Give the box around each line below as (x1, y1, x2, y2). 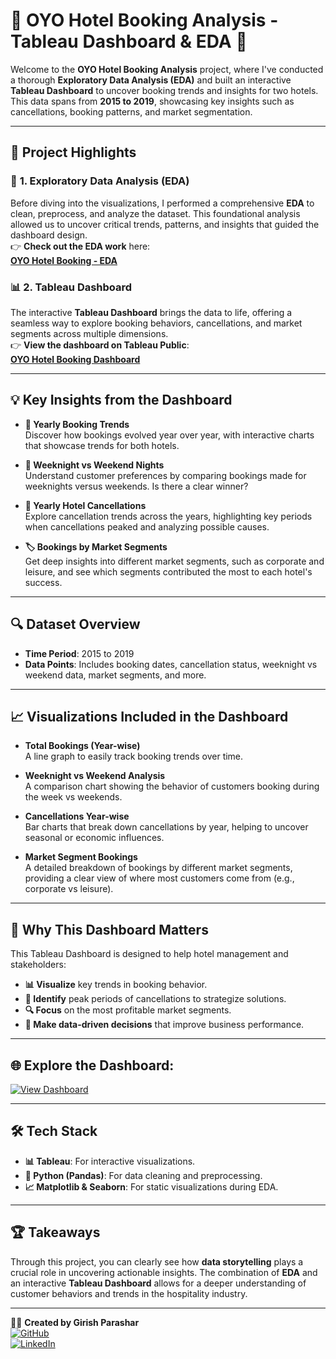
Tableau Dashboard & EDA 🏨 (10, 30, 248, 53)
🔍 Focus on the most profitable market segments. (24, 1004, 232, 1016)
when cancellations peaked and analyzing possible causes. (24, 520, 270, 533)
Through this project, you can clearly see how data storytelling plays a (10, 1255, 304, 1268)
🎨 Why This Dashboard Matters (10, 921, 209, 938)
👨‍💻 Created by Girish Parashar (10, 1316, 140, 1328)
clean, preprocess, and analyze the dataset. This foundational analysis (10, 207, 301, 219)
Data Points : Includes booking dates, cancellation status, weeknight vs (24, 658, 318, 670)
